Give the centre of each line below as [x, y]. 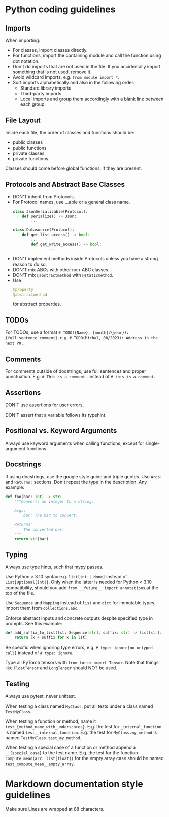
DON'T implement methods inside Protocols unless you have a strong [85, 258]
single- [153, 443]
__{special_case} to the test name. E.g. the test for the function [72, 753]
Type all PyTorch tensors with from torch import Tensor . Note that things [82, 663]
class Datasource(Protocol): [43, 230]
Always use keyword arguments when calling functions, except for [75, 443]
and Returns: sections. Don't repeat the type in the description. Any [76, 482]
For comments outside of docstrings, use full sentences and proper [76, 371]
